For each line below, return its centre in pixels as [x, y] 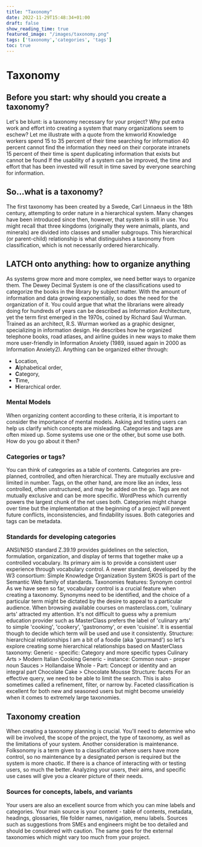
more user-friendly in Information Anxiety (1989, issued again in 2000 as [96, 343]
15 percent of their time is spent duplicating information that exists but [93, 153]
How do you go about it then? [43, 441]
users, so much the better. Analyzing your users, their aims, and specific [96, 770]
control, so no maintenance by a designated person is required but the [93, 757]
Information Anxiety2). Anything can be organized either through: [87, 349]
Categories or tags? [36, 457]
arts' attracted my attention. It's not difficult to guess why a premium [91, 614]
